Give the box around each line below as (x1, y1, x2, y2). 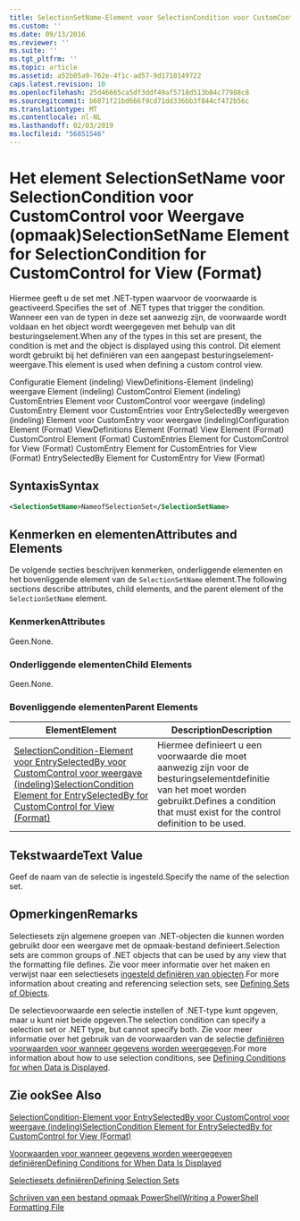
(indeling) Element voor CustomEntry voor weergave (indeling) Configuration (9, 414, 289, 425)
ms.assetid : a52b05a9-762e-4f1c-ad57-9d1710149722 (9, 72, 202, 81)
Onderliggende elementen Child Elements (9, 658, 193, 671)
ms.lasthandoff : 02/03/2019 (9, 122, 114, 131)
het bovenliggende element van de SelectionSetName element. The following (9, 574, 287, 585)
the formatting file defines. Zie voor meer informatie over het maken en (9, 959, 271, 970)
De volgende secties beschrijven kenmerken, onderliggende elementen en (9, 564, 283, 575)
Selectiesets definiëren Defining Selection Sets (9, 1174, 180, 1185)
